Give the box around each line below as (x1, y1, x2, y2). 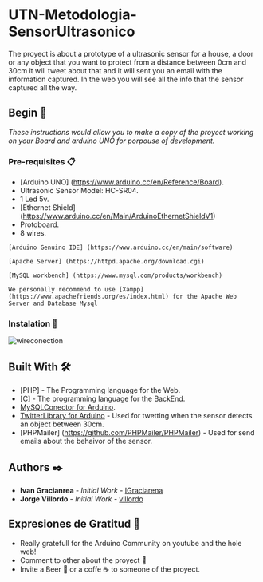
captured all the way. (8, 82, 77, 93)
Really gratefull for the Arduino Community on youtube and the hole (19, 538, 242, 548)
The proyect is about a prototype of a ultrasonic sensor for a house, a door (8, 49, 253, 58)
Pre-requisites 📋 (8, 156, 76, 167)
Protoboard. (19, 220, 60, 229)
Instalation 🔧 (8, 318, 58, 329)
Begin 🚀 (8, 106, 48, 120)
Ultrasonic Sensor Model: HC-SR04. (19, 186, 139, 196)
